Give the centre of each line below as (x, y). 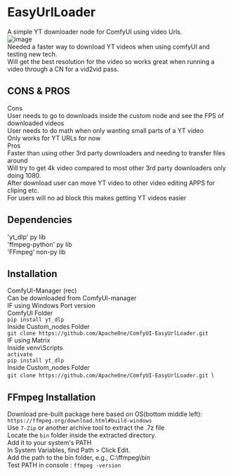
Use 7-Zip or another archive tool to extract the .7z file (86, 428)
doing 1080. (24, 175)
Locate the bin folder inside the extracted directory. (82, 435)
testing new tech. (32, 54)
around (18, 160)
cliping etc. (24, 190)
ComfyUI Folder (30, 313)
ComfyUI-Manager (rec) (42, 291)
